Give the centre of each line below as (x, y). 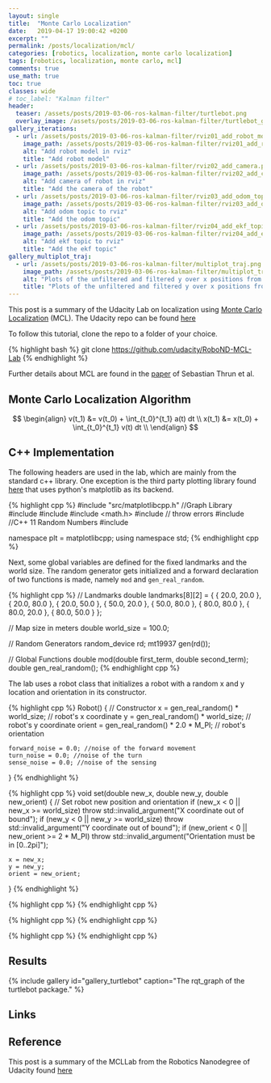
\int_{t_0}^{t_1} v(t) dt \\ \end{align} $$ (135, 427)
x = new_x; (27, 859)
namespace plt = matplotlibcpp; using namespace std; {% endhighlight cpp (134, 538)
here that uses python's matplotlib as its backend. (91, 489)
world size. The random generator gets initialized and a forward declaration (133, 570)
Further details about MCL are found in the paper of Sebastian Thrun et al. (131, 374)
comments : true (34, 69)
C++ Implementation (61, 453)
